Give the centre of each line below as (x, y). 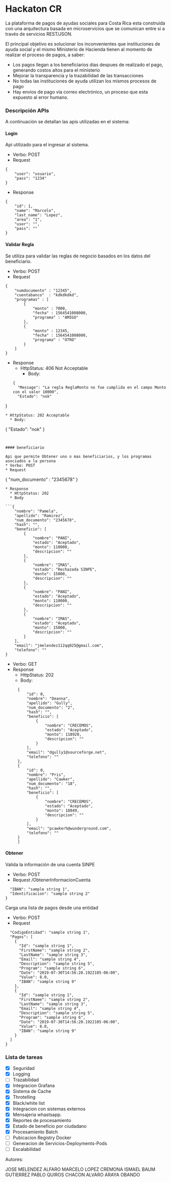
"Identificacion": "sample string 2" (50, 893)
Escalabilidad (27, 1149)
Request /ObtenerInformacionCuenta (52, 880)
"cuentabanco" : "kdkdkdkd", (47, 295)
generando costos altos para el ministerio (56, 70)
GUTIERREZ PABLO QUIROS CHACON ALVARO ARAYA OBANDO (73, 1175)
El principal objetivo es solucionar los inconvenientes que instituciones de (83, 43)
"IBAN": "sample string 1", (40, 889)
